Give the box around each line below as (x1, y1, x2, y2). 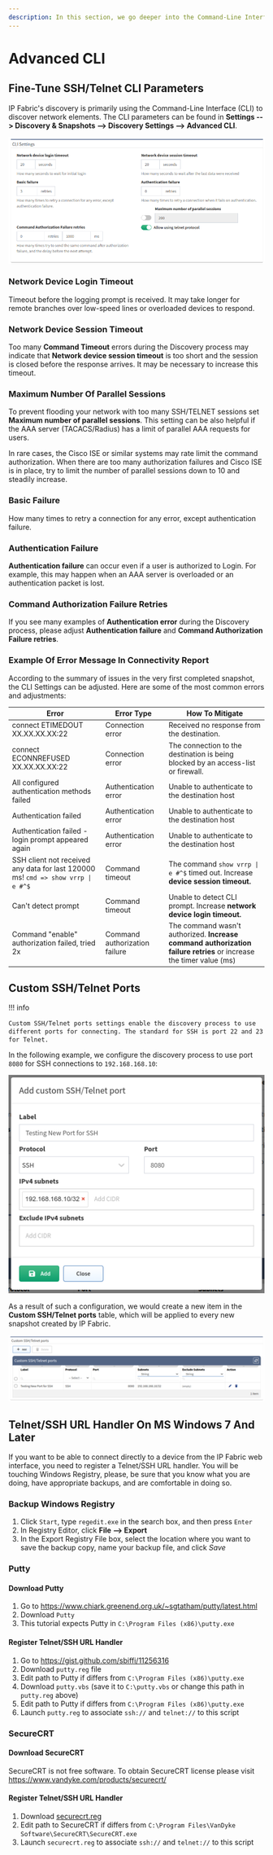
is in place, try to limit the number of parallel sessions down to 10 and (8, 466, 240, 476)
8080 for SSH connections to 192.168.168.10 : (8, 1059, 158, 1068)
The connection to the (168, 740, 242, 750)
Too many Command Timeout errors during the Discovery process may (8, 342, 249, 352)
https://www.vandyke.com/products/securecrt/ (8, 1774, 167, 1784)
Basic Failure (8, 495, 61, 507)
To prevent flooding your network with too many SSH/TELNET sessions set (8, 407, 260, 417)
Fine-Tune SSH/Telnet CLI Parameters (8, 81, 205, 95)
